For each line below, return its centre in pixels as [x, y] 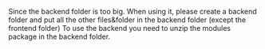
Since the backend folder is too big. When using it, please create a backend [132, 11]
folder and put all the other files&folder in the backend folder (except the [127, 20]
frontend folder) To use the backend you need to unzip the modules [120, 28]
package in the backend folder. [59, 36]
